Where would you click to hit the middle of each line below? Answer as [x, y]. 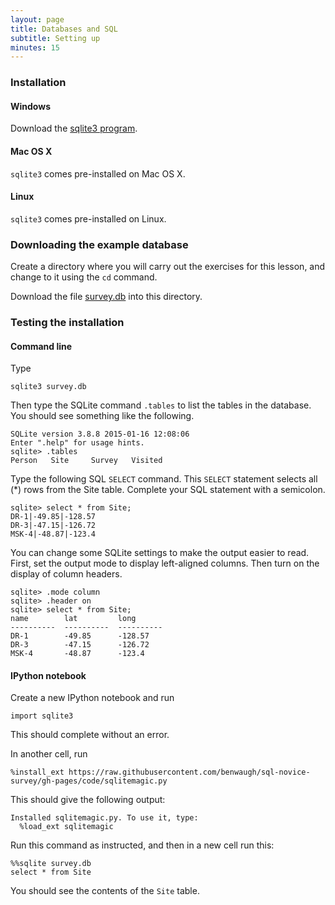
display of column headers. [66, 574]
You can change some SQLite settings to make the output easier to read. [160, 553]
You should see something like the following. [102, 416]
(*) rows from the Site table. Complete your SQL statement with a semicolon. [168, 490]
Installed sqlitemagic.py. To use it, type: [104, 818]
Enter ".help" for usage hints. [77, 443]
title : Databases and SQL [64, 29]
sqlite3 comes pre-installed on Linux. [88, 218]
